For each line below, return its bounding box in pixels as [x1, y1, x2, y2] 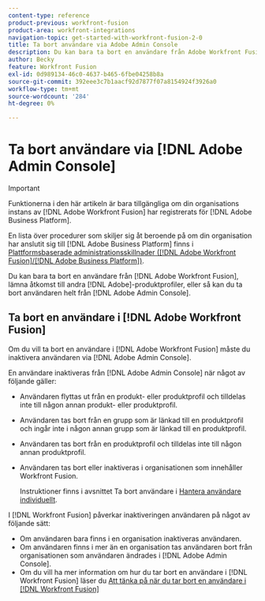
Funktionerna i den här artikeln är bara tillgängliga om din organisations [8, 199, 239, 208]
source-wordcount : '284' [8, 92, 90, 100]
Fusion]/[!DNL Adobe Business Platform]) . [8, 256, 144, 265]
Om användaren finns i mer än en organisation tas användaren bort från [19, 542, 252, 551]
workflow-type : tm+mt [8, 85, 80, 93]
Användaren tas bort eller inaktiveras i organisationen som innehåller [19, 463, 243, 472]
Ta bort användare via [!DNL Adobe [8, 141, 243, 159]
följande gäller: [8, 376, 57, 385]
